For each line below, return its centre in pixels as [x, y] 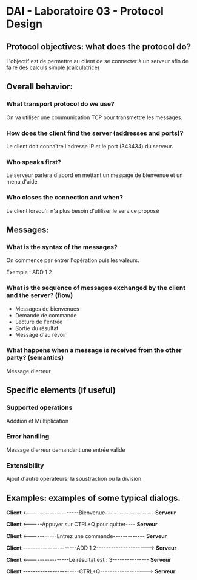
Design [25, 24]
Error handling [28, 437]
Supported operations [39, 407]
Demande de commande [46, 315]
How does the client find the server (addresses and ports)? [95, 133]
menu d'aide [22, 182]
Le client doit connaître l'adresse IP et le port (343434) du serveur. [90, 146]
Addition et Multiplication [37, 421]
